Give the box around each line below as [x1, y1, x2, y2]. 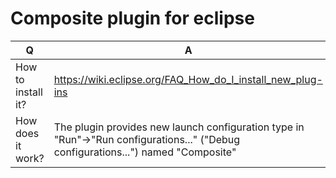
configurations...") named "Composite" [53, 145, 237, 159]
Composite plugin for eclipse [10, 7, 255, 30]
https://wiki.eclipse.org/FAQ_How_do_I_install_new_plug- [53, 72, 323, 86]
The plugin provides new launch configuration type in [53, 120, 305, 134]
